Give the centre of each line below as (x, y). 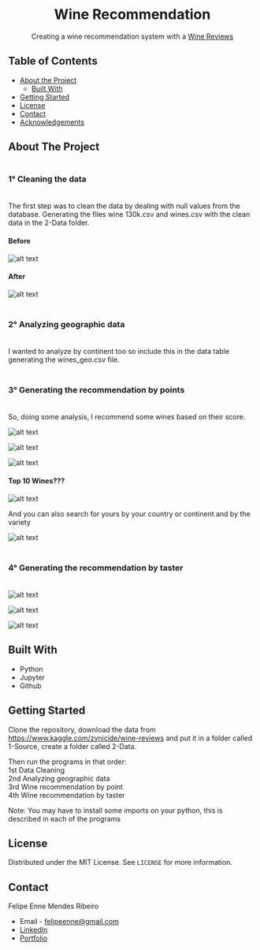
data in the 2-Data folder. (49, 223)
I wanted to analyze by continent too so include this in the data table (119, 352)
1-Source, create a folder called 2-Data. (72, 746)
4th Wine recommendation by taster (67, 795)
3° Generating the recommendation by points (97, 390)
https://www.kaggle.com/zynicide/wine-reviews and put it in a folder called (130, 738)
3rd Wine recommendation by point (66, 787)
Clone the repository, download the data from (82, 729)
